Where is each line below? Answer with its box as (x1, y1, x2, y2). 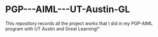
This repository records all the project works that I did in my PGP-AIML (5, 20, 153, 26)
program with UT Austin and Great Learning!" (5, 25, 100, 31)
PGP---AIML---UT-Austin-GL (5, 4, 131, 15)
